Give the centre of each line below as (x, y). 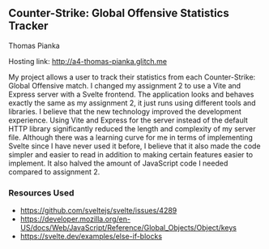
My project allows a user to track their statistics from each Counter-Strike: (132, 77)
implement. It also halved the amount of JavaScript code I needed (118, 163)
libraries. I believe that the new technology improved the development (125, 111)
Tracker (28, 26)
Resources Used (41, 192)
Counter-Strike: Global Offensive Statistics (119, 13)
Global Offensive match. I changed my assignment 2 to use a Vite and (125, 85)
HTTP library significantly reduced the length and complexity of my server (132, 128)
